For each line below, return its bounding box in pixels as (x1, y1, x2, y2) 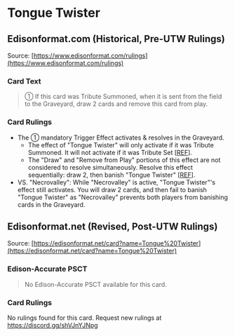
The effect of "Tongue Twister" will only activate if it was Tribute (27, 140, 214, 149)
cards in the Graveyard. (17, 200, 86, 208)
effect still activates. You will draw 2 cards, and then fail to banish (17, 185, 207, 194)
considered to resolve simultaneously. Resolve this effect (27, 163, 193, 171)
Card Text (7, 76, 41, 86)
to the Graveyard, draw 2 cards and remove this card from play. (24, 100, 208, 108)
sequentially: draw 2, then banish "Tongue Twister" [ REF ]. (27, 170, 196, 179)
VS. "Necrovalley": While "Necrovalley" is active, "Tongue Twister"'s (17, 177, 216, 187)
